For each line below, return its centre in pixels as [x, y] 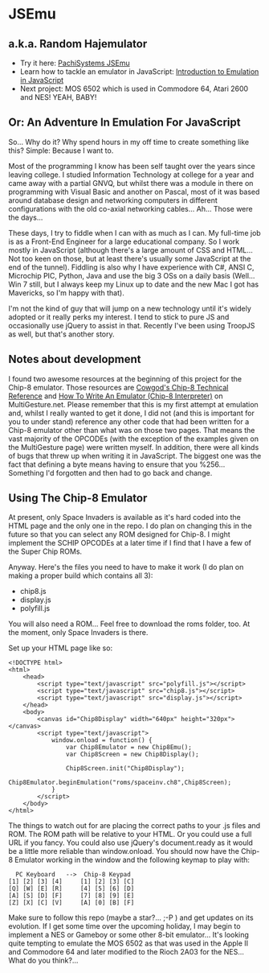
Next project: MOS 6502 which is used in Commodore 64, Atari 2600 [134, 89]
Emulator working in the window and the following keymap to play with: [132, 860]
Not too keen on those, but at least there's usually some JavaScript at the [130, 258]
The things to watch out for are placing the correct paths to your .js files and [134, 826]
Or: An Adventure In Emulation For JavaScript [124, 123]
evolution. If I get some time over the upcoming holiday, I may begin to [124, 926]
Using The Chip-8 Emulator [78, 499]
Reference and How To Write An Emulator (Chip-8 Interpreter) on [116, 396]
